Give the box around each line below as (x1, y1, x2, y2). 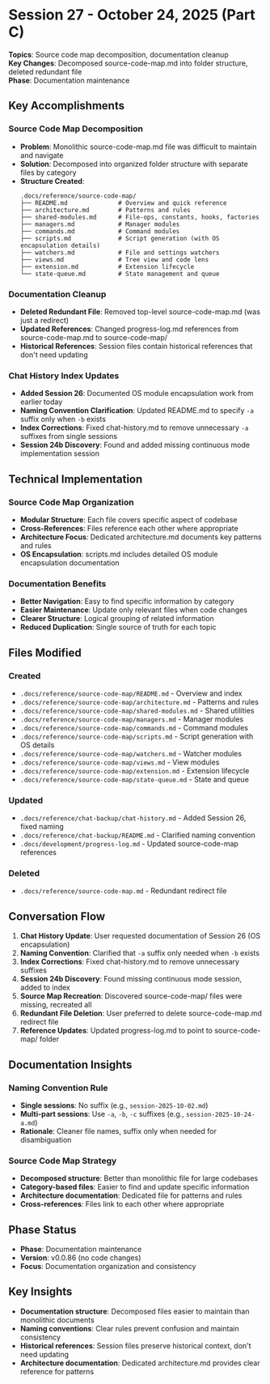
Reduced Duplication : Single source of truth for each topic (19, 622, 217, 632)
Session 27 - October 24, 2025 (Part (8, 6, 256, 24)
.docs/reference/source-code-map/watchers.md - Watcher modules (19, 748, 243, 758)
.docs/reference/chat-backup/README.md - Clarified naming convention (19, 830, 256, 840)
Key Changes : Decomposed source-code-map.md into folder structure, (8, 58, 248, 68)
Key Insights (8, 1285, 73, 1299)
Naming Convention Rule (8, 1082, 108, 1093)
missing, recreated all (19, 1000, 92, 1010)
